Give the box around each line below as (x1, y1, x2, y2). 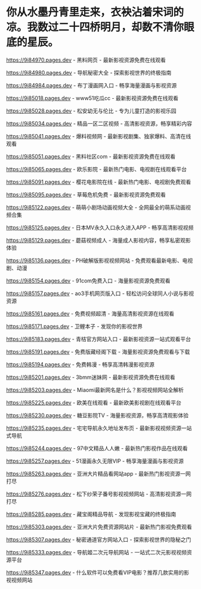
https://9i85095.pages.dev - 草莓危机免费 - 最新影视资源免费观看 (6, 191, 166, 198)
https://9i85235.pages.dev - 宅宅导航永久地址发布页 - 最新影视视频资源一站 (6, 424, 192, 432)
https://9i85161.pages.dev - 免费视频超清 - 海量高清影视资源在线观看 (6, 309, 175, 317)
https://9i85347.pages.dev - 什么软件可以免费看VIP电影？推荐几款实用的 (6, 569, 184, 576)
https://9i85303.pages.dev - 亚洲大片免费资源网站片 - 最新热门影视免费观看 (6, 523, 193, 530)
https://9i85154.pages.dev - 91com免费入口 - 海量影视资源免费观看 (6, 277, 171, 284)
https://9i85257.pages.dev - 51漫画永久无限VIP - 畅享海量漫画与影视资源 (6, 457, 184, 464)
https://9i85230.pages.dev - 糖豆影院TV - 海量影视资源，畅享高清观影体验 (6, 411, 189, 419)
